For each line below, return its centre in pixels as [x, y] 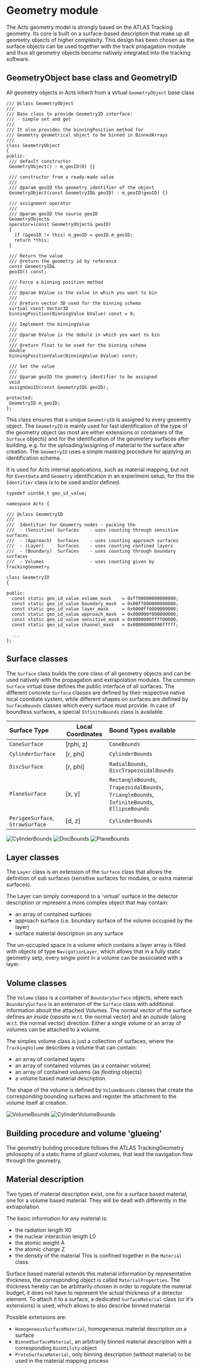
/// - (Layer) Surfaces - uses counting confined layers [90, 546]
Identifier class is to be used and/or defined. [63, 482]
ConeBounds [124, 744]
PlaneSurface [28, 793]
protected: [20, 398]
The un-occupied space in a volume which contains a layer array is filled [96, 945]
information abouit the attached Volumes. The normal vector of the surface [99, 1011]
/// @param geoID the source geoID [53, 214]
